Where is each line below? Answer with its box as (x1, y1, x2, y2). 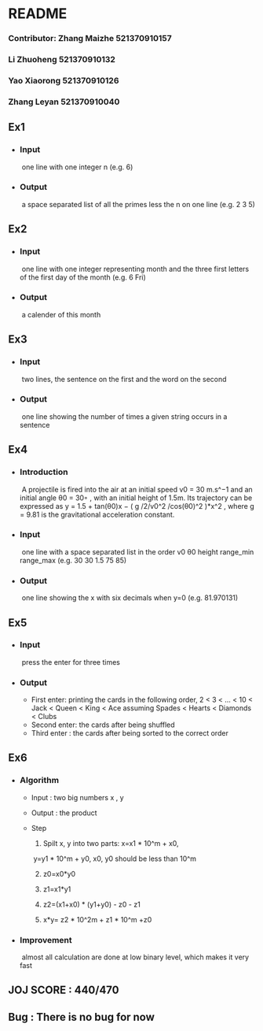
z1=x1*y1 (42, 884, 71, 894)
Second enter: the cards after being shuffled (31, 720, 175, 729)
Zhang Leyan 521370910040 (8, 96, 120, 107)
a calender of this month (21, 310, 101, 319)
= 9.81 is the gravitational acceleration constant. (19, 510, 175, 519)
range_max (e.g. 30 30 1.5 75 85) (19, 555, 127, 565)
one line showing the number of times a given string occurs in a (21, 411, 228, 421)
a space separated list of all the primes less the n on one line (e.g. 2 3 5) (21, 199, 255, 209)
